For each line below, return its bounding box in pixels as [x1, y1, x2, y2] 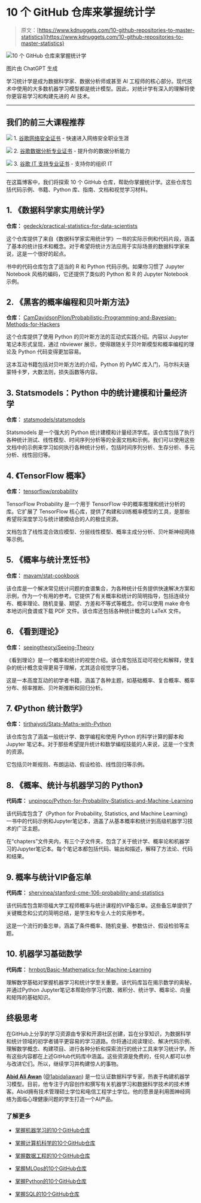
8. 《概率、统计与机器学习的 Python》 [6, 780, 143, 790]
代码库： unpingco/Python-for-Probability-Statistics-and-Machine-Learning [6, 797, 193, 804]
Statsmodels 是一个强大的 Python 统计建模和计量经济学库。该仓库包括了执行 [6, 429, 195, 436]
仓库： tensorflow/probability [6, 487, 78, 495]
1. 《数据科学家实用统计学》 [6, 205, 109, 216]
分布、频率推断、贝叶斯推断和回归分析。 [6, 684, 106, 691]
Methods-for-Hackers [6, 321, 60, 328]
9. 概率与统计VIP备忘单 [6, 872, 92, 882]
